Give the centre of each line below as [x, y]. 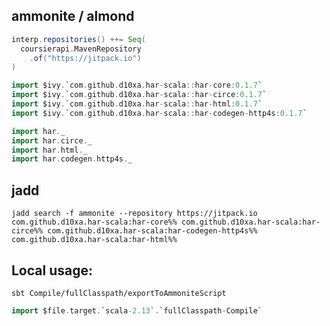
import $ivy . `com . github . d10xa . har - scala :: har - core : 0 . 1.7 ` [137, 85]
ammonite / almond [73, 16]
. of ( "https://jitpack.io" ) [85, 58]
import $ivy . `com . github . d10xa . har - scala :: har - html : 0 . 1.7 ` [137, 104]
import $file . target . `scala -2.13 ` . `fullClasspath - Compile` [137, 310]
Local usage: [52, 270]
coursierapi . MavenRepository [81, 49]
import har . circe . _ [52, 140]
